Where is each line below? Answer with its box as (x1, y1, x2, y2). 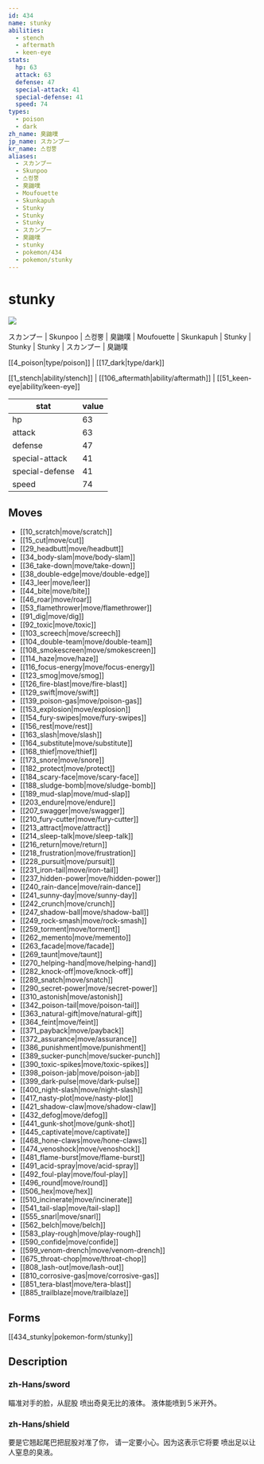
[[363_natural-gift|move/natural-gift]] (19, 1009, 143, 1018)
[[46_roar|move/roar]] (19, 594, 92, 605)
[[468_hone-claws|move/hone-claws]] (19, 1135, 147, 1146)
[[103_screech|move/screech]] (19, 629, 121, 638)
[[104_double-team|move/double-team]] (19, 637, 153, 647)
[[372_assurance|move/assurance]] (19, 1034, 138, 1044)
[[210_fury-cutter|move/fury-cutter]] (19, 815, 139, 824)
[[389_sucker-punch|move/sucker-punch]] (19, 1051, 161, 1061)
